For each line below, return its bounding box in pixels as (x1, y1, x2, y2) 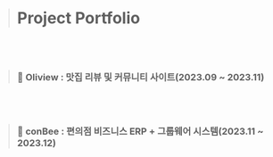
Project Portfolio (16, 8, 140, 29)
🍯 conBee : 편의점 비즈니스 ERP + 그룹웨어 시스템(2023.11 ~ (16, 125, 264, 137)
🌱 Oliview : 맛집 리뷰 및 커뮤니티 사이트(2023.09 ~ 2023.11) (16, 70, 265, 83)
